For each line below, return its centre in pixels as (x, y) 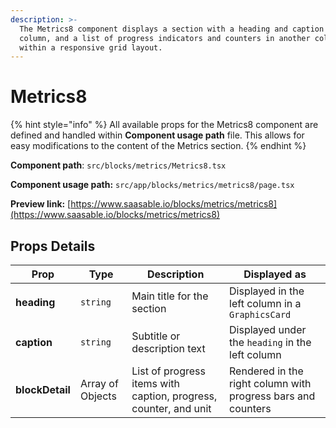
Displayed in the (267, 291)
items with (155, 383)
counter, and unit (171, 408)
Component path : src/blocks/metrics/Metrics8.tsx (118, 165)
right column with (270, 383)
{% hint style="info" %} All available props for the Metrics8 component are (164, 125)
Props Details (53, 246)
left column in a (265, 303)
